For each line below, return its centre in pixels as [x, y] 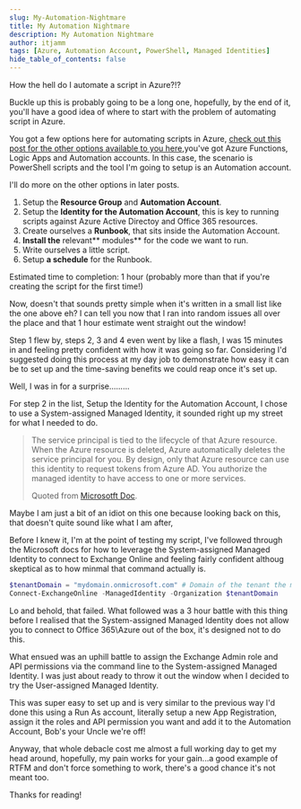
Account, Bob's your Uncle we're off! [77, 731]
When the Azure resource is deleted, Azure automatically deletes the [158, 449]
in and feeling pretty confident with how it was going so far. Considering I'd [148, 350]
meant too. [29, 777]
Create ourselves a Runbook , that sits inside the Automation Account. [151, 231]
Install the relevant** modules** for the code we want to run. [135, 240]
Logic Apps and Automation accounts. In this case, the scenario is [131, 158]
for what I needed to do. [54, 422]
